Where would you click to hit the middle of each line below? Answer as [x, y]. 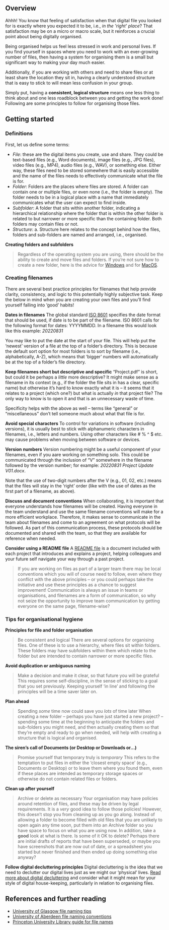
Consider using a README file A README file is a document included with [82, 548]
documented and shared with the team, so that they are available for [76, 533]
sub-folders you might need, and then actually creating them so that [88, 727]
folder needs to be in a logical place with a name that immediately [80, 197]
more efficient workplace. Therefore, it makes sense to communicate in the [83, 517]
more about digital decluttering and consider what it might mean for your [80, 878]
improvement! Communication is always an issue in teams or [80, 590]
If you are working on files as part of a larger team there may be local [89, 569]
